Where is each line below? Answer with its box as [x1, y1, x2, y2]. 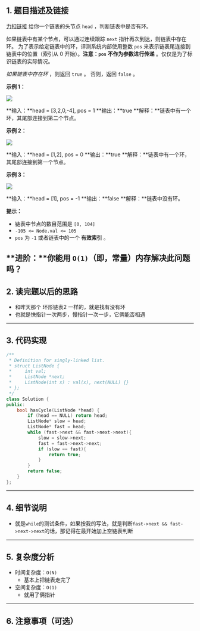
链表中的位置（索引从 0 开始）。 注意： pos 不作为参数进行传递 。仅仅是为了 [6, 50, 187, 57]
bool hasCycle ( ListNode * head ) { [17, 407, 100, 413]
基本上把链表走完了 [23, 576, 71, 583]
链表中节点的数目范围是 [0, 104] [14, 220, 96, 227]
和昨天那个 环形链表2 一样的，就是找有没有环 [14, 304, 126, 311]
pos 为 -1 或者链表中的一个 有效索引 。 [14, 234, 109, 241]
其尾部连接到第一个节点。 [6, 158, 69, 165]
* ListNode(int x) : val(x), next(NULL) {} [8, 379, 129, 386]
